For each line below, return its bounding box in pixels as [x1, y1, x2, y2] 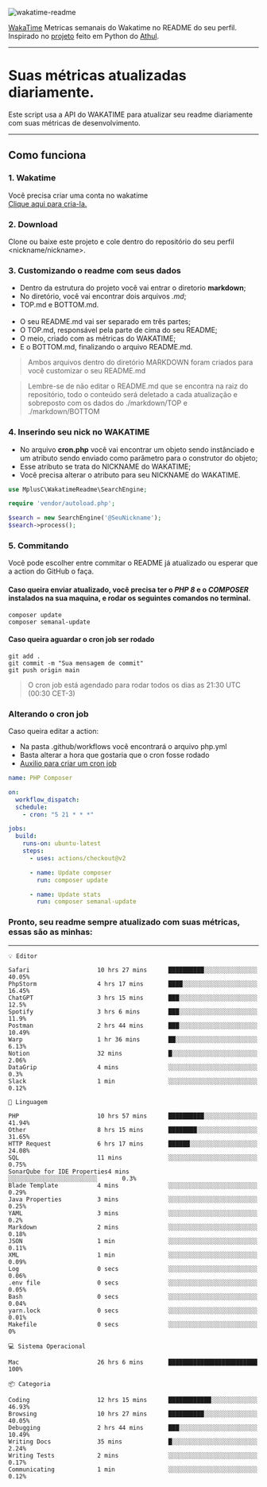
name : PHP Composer [8, 774, 73, 782]
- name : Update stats [29, 890, 102, 898]
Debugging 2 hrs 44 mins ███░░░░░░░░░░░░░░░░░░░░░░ [8, 1423, 258, 1431]
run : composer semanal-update [37, 898, 137, 906]
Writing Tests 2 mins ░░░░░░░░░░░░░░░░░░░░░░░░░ [8, 1451, 258, 1459]
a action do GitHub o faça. [8, 566, 94, 576]
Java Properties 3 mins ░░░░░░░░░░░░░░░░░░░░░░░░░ [8, 1195, 258, 1203]
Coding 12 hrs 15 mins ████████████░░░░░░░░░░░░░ [8, 1396, 258, 1404]
